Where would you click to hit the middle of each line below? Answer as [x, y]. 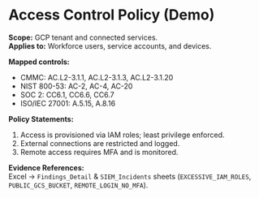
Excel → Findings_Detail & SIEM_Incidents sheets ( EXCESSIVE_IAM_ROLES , [130, 176]
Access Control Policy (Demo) [112, 15]
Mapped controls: [39, 62]
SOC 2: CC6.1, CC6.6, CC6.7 [67, 94]
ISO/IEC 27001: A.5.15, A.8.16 [68, 103]
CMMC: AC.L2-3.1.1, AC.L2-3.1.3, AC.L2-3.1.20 [97, 77]
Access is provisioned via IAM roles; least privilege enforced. [122, 135]
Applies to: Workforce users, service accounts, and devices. [110, 45]
